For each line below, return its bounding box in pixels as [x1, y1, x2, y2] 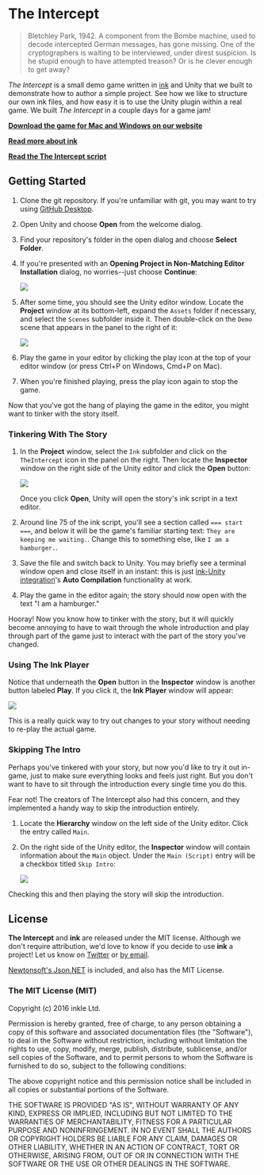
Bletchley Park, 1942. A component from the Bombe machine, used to [27, 31, 256, 40]
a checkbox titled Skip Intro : [19, 858, 117, 869]
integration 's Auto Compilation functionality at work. [19, 575, 193, 585]
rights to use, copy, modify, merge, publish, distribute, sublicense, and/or [8, 1044, 247, 1054]
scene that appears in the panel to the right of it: [19, 322, 178, 332]
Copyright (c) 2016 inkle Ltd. [8, 1003, 101, 1012]
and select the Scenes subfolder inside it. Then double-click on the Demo [19, 314, 252, 324]
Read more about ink [8, 136, 78, 145]
